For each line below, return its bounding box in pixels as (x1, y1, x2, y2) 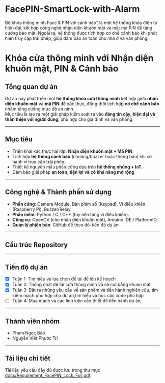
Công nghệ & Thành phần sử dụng (5, 188, 111, 196)
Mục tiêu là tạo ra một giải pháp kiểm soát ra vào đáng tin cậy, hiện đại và (5, 111, 156, 117)
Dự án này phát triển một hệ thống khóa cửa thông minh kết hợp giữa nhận (5, 95, 158, 101)
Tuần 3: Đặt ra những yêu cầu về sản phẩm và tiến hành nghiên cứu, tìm (12, 287, 158, 293)
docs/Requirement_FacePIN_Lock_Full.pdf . (5, 372, 92, 379)
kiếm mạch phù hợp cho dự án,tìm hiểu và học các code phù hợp (12, 293, 144, 299)
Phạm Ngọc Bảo (12, 330, 45, 336)
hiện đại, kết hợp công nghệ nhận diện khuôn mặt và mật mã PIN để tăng (5, 25, 153, 30)
